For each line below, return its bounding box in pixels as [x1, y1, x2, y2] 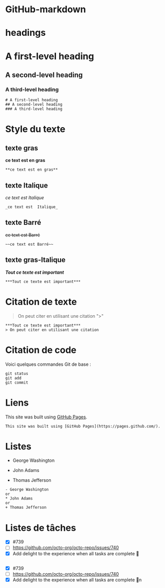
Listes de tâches [5, 522, 76, 533]
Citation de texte [5, 296, 77, 308]
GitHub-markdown [5, 4, 86, 15]
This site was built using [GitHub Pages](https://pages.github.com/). [5, 424, 160, 429]
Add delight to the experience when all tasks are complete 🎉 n [12, 576, 142, 583]
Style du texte [5, 124, 66, 135]
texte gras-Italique [5, 255, 66, 264]
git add [5, 375, 22, 381]
